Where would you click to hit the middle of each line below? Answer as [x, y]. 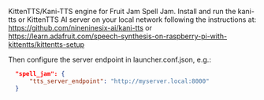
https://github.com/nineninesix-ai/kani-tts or [80, 28]
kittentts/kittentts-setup [46, 45]
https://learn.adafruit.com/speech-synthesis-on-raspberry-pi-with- [117, 36]
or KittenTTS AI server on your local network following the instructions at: [138, 20]
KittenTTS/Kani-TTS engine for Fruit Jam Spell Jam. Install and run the [122, 11]
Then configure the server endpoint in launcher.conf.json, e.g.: [110, 59]
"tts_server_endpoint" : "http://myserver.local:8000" [119, 81]
